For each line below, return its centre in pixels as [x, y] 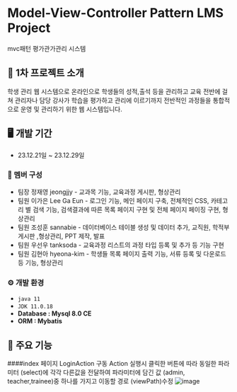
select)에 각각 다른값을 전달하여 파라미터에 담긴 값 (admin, [104, 372]
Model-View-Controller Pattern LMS [116, 13]
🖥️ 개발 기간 [30, 133]
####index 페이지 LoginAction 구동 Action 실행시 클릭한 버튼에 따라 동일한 [112, 363]
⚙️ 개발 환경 [26, 282]
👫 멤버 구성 [25, 175]
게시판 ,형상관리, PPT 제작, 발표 [61, 236]
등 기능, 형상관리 [40, 263]
